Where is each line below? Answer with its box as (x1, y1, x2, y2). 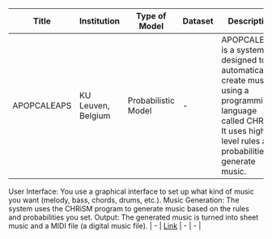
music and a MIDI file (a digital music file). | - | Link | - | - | (8, 221, 202, 230)
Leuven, (79, 100, 110, 111)
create (221, 75, 246, 86)
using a (221, 85, 249, 96)
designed (221, 54, 257, 66)
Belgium (79, 110, 111, 121)
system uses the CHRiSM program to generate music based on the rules (8, 204, 249, 213)
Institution (79, 15, 120, 27)
